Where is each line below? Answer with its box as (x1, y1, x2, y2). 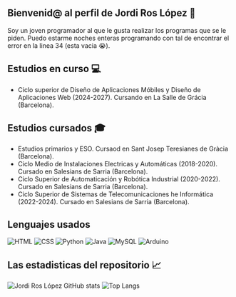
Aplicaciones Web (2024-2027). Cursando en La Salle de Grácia (17, 93, 207, 101)
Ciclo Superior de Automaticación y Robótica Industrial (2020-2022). (17, 175, 221, 183)
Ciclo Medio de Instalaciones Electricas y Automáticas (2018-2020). (17, 160, 217, 168)
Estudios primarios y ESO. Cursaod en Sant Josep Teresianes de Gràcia (17, 144, 229, 153)
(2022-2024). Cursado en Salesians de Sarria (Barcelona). (17, 198, 190, 206)
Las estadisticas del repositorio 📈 (7, 258, 162, 271)
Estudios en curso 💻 (7, 63, 101, 75)
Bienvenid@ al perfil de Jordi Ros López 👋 (7, 7, 196, 19)
